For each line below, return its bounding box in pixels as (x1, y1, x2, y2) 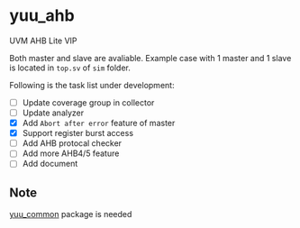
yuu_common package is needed (9, 209, 132, 220)
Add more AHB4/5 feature (22, 148, 120, 159)
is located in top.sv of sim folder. (9, 62, 131, 73)
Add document (22, 159, 78, 169)
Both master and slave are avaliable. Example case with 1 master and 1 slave (9, 52, 292, 63)
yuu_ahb (9, 5, 75, 26)
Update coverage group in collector (22, 96, 155, 108)
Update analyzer (22, 107, 85, 118)
